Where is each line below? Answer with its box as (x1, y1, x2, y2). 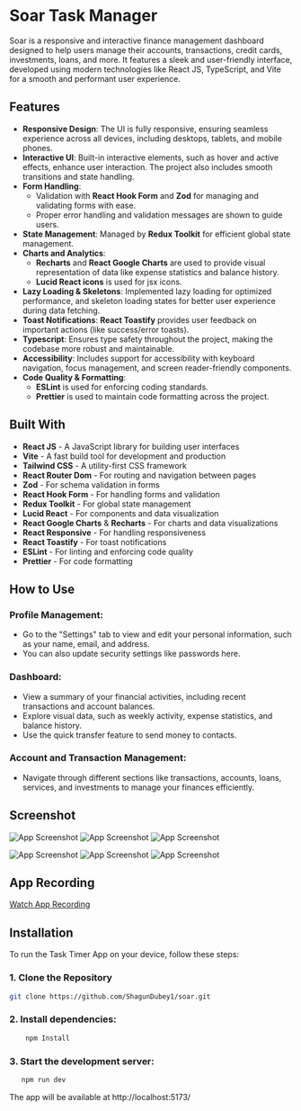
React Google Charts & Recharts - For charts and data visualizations (22, 517, 279, 528)
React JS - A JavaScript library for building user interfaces (22, 441, 240, 452)
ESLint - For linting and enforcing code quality (22, 546, 194, 557)
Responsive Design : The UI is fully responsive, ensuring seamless (22, 123, 269, 134)
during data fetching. (22, 305, 101, 316)
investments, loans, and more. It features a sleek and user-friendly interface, (9, 54, 293, 65)
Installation (9, 925, 74, 940)
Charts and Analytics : (22, 247, 106, 258)
